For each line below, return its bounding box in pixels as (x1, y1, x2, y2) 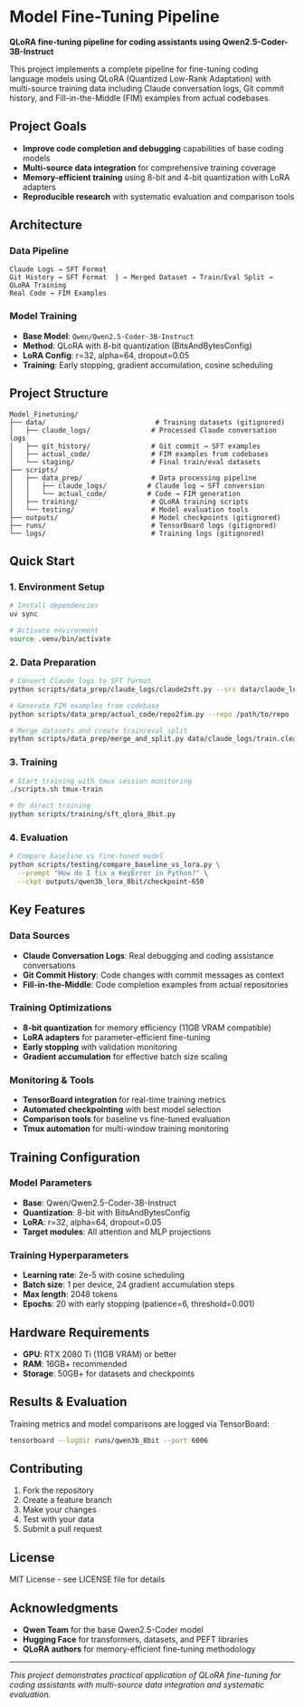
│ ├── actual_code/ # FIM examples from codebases (9, 449, 270, 459)
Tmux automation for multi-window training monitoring (22, 1123, 229, 1135)
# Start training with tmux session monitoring (9, 776, 193, 785)
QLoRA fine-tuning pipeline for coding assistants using (9, 36, 222, 47)
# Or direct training (9, 801, 91, 811)
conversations (22, 960, 76, 971)
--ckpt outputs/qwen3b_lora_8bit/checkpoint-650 (17, 877, 204, 886)
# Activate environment (9, 626, 100, 635)
